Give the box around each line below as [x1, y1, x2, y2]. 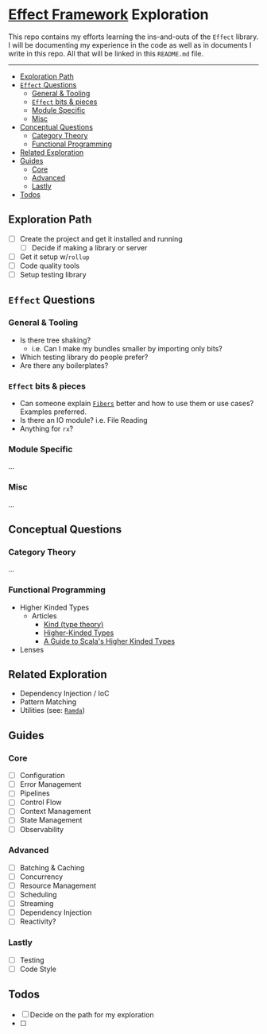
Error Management [19, 780, 82, 789]
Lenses [19, 645, 44, 654]
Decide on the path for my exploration [29, 1009, 154, 1019]
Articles [31, 610, 57, 621]
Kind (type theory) [43, 619, 104, 629]
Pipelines [19, 788, 50, 798]
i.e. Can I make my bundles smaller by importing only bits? [31, 343, 222, 353]
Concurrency [19, 872, 64, 881]
